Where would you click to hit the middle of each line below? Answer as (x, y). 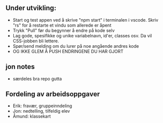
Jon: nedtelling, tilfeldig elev (41, 111)
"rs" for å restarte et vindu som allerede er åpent (62, 25)
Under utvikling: (31, 8)
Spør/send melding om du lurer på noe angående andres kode (76, 46)
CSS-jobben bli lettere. (36, 41)
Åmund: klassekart (32, 116)
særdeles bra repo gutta (37, 79)
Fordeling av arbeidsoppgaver (53, 94)
